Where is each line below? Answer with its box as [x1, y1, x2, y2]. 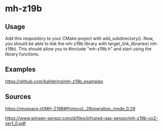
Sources [5, 93, 31, 101]
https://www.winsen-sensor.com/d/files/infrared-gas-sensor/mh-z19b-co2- [5, 115, 158, 121]
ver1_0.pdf [5, 120, 26, 126]
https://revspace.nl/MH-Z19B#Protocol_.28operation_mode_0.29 [5, 105, 136, 111]
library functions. [5, 51, 40, 57]
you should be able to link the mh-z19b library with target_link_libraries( [5, 41, 149, 47]
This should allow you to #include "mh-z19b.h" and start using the [18, 46, 152, 52]
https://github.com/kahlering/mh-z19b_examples [5, 78, 104, 84]
